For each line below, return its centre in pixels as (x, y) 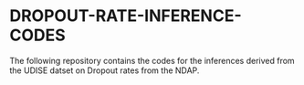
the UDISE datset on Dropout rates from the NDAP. (105, 70)
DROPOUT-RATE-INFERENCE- (126, 16)
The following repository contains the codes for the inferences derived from (152, 60)
